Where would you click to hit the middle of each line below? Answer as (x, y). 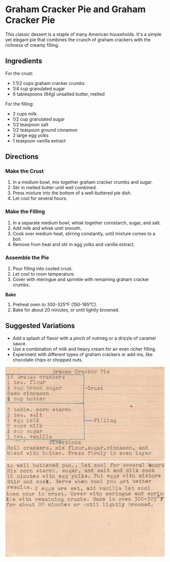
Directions (22, 157)
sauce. (19, 343)
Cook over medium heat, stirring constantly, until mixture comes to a (84, 233)
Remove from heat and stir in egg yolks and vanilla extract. (74, 244)
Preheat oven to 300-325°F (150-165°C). (55, 305)
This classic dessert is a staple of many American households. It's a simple (83, 34)
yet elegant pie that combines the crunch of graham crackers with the (78, 40)
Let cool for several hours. (40, 198)
